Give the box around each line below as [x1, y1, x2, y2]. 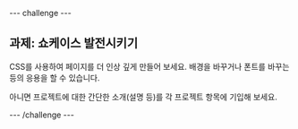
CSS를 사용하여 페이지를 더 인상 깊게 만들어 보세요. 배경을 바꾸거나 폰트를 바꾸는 [9, 61, 290, 72]
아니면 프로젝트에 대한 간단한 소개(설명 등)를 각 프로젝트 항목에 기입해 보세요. [9, 91, 277, 102]
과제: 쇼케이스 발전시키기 [9, 36, 139, 51]
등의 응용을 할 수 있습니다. [9, 72, 100, 83]
